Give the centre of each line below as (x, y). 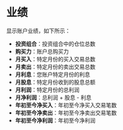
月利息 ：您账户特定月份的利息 (52, 74)
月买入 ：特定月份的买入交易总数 (55, 59)
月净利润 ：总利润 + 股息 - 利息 (53, 97)
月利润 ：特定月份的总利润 (47, 90)
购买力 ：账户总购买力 (42, 51)
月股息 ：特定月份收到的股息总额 (55, 82)
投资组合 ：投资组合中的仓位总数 (55, 44)
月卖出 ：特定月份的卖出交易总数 (55, 67)
